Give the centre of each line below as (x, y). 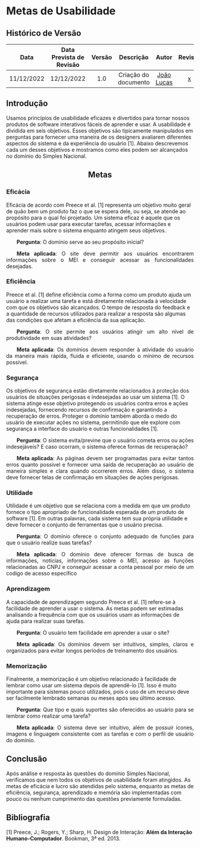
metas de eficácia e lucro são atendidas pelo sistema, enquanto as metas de (100, 786)
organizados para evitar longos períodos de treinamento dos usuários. (92, 650)
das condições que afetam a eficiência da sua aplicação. (76, 320)
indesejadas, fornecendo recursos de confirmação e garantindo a (87, 410)
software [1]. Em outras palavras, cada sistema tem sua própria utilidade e (97, 519)
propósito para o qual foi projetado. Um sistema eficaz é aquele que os (93, 218)
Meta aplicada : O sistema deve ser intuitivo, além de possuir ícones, (105, 727)
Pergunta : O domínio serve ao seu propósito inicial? (80, 242)
